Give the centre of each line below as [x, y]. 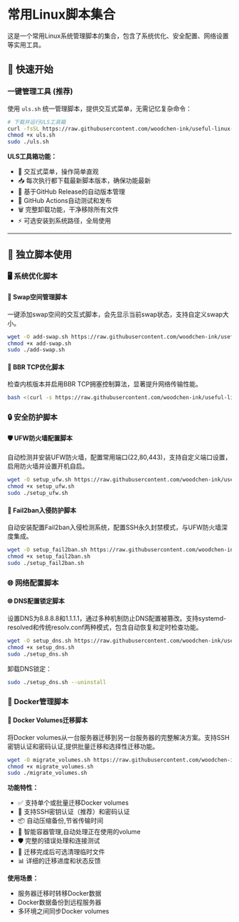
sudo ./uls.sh [28, 142]
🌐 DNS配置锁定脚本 [36, 601]
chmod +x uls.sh [31, 135]
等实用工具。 [26, 44]
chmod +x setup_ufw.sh [41, 486]
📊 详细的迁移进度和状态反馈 [59, 861]
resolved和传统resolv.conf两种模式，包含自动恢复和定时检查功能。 [105, 627]
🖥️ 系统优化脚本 [33, 276]
